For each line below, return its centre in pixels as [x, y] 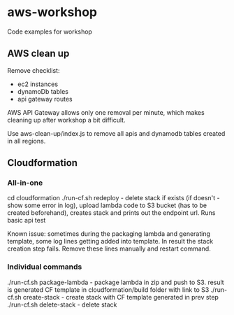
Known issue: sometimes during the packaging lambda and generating [109, 234]
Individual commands [45, 267]
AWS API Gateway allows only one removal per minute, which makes [106, 112]
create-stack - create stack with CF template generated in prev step [121, 297]
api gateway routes [45, 99]
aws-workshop [52, 12]
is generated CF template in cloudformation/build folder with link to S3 [108, 289]
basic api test [27, 220]
